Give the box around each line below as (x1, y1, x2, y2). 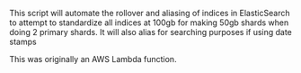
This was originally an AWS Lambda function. (9, 54, 177, 64)
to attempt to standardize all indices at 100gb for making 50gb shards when (9, 17, 289, 28)
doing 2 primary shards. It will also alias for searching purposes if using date (9, 27, 292, 37)
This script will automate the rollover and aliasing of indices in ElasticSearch (9, 8, 290, 18)
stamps (9, 36, 38, 47)
